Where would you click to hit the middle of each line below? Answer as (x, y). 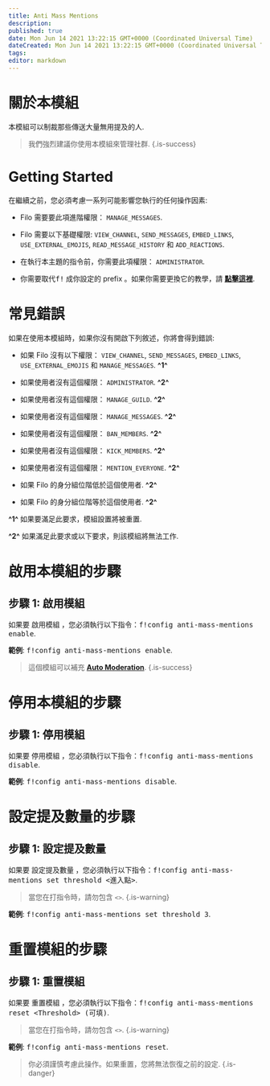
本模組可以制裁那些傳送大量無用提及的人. (76, 126)
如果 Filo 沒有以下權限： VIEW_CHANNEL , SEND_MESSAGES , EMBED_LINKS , (130, 355)
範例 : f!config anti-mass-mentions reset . (88, 1047)
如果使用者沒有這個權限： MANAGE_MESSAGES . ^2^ (98, 416)
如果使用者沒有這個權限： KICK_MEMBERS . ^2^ (93, 450)
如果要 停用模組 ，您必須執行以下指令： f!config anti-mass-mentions (131, 755)
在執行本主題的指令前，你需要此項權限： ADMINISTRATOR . (112, 261)
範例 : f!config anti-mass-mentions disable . (93, 781)
